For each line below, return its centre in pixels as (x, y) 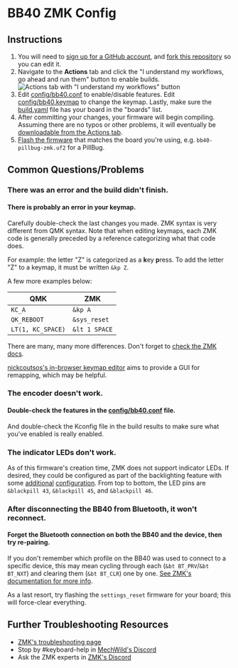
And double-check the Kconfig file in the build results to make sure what (113, 426)
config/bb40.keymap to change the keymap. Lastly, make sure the (114, 102)
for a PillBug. (86, 147)
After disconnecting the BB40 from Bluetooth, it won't (102, 509)
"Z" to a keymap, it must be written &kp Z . (68, 267)
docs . (16, 354)
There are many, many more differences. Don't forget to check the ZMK (112, 346)
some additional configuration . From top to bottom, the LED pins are (107, 483)
